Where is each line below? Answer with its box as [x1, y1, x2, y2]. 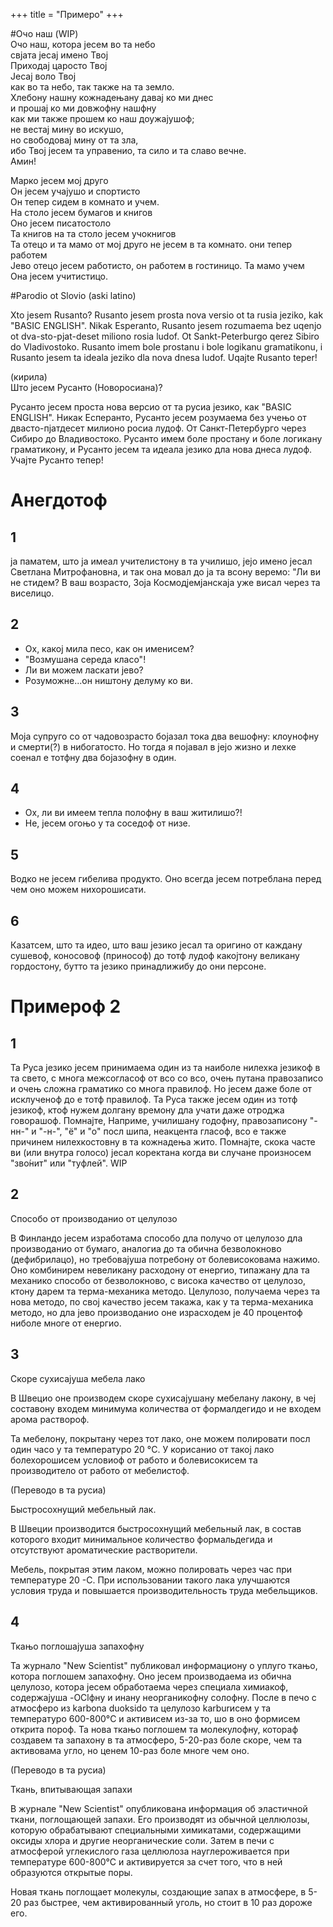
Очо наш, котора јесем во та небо [10, 39, 156, 50]
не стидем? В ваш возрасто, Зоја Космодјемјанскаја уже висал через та [10, 577, 321, 588]
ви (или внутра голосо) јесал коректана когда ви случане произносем [10, 1147, 312, 1159]
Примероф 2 [10, 995, 122, 1018]
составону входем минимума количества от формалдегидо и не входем [10, 1402, 322, 1414]
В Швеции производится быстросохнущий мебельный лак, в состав [10, 1522, 302, 1534]
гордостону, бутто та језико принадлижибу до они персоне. [10, 960, 267, 973]
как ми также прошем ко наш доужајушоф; [10, 113, 195, 124]
